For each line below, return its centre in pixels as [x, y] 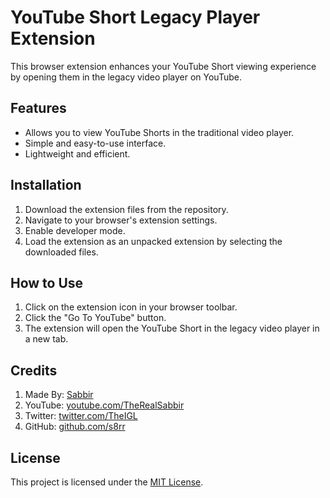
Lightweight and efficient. [77, 153]
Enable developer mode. [75, 230]
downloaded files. [61, 252]
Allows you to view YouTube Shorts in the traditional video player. [159, 132]
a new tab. [46, 339]
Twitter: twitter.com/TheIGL [81, 416]
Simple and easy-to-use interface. [95, 143]
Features [38, 108]
